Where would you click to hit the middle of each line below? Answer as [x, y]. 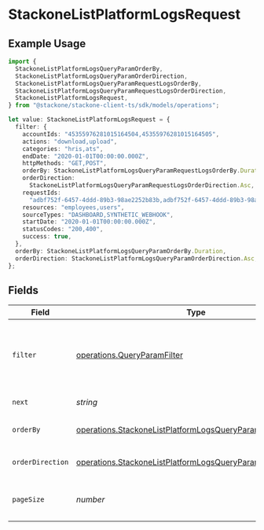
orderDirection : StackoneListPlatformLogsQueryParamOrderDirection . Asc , [137, 258]
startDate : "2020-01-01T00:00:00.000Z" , [89, 222]
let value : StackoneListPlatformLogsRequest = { [89, 120]
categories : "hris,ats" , [63, 149]
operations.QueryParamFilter [129, 355]
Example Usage [47, 44]
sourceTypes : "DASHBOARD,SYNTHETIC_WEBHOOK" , [98, 215]
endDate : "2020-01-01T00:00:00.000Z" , [86, 156]
